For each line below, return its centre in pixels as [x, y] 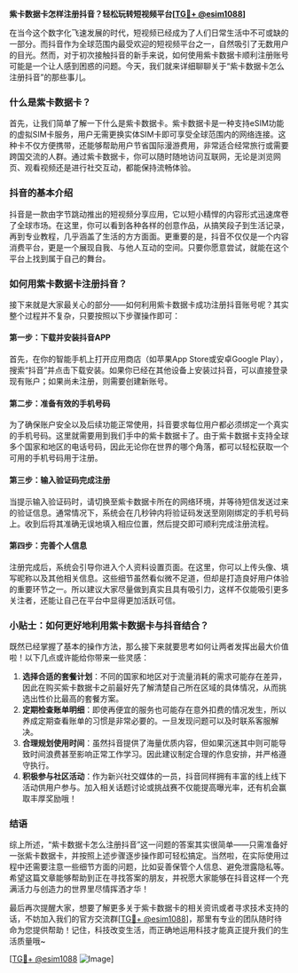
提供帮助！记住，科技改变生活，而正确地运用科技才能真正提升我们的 [157, 930]
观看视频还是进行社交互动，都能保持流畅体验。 [110, 168]
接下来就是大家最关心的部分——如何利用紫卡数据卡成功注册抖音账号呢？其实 [149, 305]
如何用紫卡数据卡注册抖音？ [68, 283]
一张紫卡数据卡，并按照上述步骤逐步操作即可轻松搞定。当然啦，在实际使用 [145, 856]
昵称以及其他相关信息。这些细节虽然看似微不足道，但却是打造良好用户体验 [153, 578]
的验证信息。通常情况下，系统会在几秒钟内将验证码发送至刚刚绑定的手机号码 [149, 512]
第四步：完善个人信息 [48, 546]
